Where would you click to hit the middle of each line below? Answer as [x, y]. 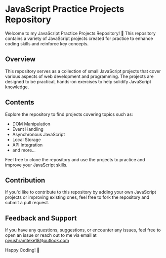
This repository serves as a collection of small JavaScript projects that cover [83, 71]
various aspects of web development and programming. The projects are [80, 76]
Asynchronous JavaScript [39, 134]
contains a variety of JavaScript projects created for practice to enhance [79, 38]
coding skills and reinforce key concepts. [47, 43]
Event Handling [28, 129]
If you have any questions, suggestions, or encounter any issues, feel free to [83, 230]
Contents [20, 102]
